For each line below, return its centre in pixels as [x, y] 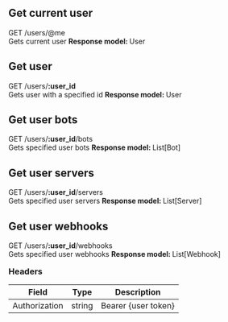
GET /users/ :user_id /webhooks [60, 246]
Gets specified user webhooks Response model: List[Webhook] [115, 254]
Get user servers [51, 173]
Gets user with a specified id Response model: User [95, 94]
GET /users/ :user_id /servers [56, 192]
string [82, 306]
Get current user [51, 13]
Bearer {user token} [138, 306]
